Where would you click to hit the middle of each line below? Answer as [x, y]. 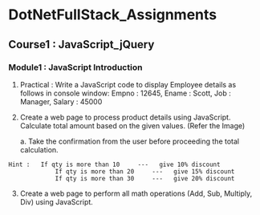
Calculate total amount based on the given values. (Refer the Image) [132, 125]
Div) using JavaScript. [57, 201]
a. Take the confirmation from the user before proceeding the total [129, 141]
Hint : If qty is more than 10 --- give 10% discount [114, 164]
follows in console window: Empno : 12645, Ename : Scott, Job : [125, 93]
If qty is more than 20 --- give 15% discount [145, 171]
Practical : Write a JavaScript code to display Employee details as [128, 84]
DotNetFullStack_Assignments [113, 15]
